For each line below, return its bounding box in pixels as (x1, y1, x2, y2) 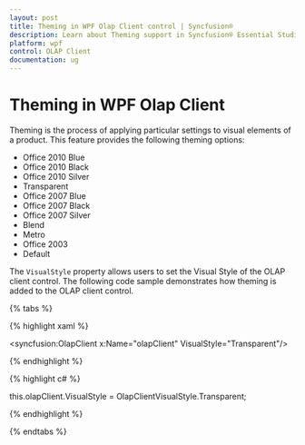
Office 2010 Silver (22, 171, 90, 182)
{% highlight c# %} (9, 373, 81, 384)
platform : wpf (9, 38, 64, 48)
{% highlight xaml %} (9, 320, 89, 331)
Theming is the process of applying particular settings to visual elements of (9, 124, 292, 135)
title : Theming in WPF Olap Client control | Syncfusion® (9, 22, 233, 31)
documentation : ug (9, 55, 79, 64)
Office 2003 (22, 238, 68, 250)
